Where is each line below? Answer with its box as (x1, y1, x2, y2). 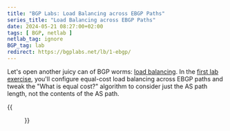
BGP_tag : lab (7, 42, 45, 49)
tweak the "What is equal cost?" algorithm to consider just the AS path (7, 82, 208, 90)
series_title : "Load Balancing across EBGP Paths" (7, 17, 156, 23)
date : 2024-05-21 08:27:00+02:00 (7, 23, 104, 30)
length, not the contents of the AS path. (7, 89, 119, 97)
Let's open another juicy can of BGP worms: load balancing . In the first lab (7, 67, 219, 76)
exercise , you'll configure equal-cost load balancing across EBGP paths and (7, 74, 223, 83)
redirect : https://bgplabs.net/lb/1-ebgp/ (7, 49, 131, 56)
